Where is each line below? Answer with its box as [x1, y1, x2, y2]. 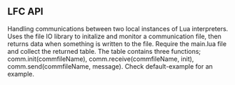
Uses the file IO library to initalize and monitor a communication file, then [7, 32, 221, 40]
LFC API [7, 6, 44, 18]
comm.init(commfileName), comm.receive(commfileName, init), [7, 55, 194, 63]
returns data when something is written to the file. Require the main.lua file [7, 39, 227, 48]
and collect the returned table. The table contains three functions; [7, 47, 201, 55]
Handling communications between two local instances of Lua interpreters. [7, 24, 229, 33]
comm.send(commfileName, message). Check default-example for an [7, 62, 213, 70]
